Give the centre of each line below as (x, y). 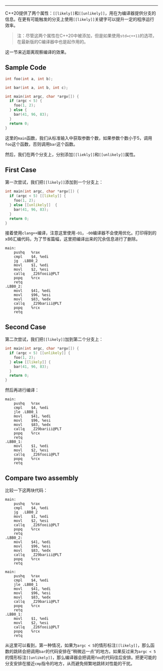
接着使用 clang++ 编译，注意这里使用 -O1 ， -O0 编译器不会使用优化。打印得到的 (81, 233)
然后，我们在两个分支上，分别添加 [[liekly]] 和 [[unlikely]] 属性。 (72, 154)
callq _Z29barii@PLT (37, 601)
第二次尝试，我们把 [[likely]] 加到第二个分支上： (54, 339)
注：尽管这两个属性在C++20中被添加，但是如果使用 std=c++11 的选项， (87, 35)
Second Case (25, 327)
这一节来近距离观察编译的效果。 (37, 52)
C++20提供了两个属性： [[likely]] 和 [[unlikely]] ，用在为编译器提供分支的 (81, 13)
